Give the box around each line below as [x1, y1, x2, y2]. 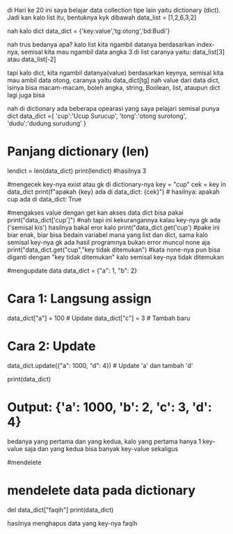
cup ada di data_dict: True [7, 194, 82, 203]
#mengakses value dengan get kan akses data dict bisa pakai [7, 208, 184, 217]
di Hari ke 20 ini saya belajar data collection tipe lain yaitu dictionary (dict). [7, 6, 221, 14]
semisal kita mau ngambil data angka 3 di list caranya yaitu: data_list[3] [20, 48, 225, 56]
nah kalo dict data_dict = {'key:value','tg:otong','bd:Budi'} [7, 27, 170, 35]
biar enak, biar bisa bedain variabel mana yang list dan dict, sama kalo [7, 230, 209, 239]
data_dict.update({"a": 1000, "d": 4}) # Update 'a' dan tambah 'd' [7, 361, 193, 369]
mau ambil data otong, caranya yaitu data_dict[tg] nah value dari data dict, [7, 76, 220, 84]
